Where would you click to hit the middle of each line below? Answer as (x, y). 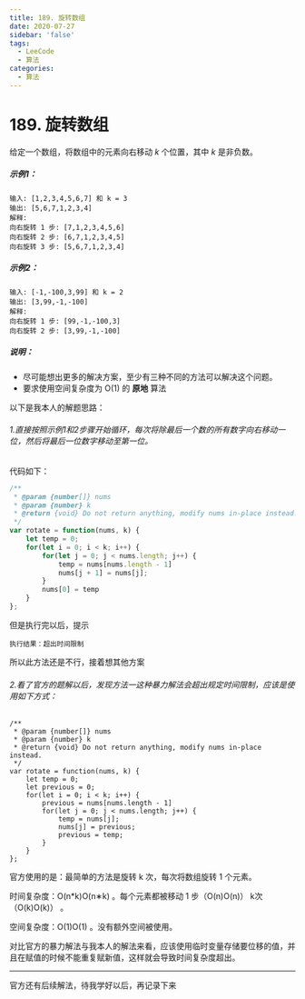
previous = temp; (91, 835)
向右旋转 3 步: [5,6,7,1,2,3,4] (67, 246)
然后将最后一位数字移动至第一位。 (89, 441)
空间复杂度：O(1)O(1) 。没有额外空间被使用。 (93, 927)
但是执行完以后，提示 (49, 624)
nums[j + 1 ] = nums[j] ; (103, 573)
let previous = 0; (60, 787)
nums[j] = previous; (97, 827)
